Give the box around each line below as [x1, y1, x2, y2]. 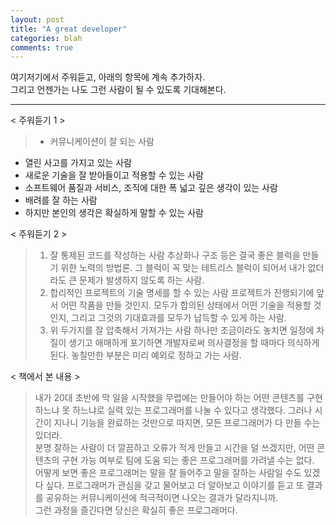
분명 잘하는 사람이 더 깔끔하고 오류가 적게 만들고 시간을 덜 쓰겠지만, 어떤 [34, 442, 315, 454]
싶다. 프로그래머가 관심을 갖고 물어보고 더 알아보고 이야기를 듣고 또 [45, 479, 305, 491]
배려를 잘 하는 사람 [24, 194, 98, 206]
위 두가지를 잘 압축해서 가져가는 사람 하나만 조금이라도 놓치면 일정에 [49, 324, 315, 336]
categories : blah [10, 33, 83, 43]
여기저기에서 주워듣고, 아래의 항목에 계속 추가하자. [10, 71, 206, 83]
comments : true [10, 42, 74, 53]
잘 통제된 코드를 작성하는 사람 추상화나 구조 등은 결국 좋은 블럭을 [49, 249, 301, 261]
